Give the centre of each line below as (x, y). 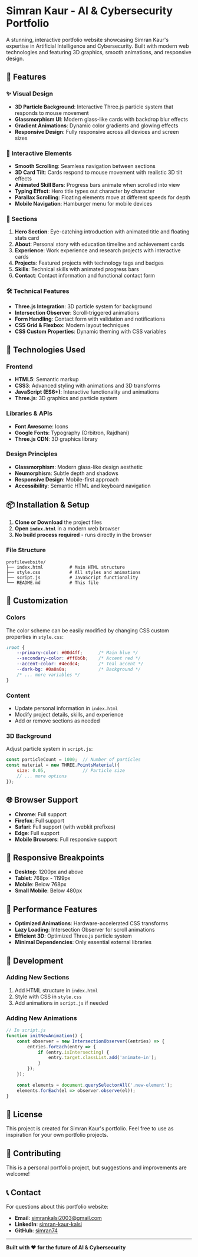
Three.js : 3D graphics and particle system (66, 398)
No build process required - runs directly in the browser (83, 535)
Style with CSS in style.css (48, 997)
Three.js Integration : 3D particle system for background (83, 306)
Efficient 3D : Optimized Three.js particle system (73, 936)
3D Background (29, 736)
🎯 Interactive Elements (39, 153)
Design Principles (32, 454)
